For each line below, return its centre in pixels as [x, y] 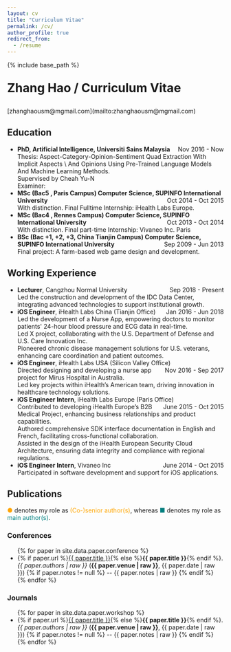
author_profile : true [38, 33]
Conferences [29, 536]
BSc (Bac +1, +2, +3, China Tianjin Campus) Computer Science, [109, 237]
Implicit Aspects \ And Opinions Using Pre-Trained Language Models [114, 164]
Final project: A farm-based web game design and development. [108, 251]
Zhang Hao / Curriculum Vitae [94, 88]
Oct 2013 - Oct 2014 [195, 222]
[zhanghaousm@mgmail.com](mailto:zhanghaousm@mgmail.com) [101, 111]
